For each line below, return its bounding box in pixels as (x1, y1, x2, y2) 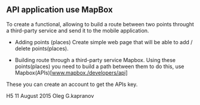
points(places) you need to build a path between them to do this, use (14, 63, 184, 70)
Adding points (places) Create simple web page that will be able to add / (14, 38, 193, 45)
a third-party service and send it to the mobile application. (6, 27, 149, 34)
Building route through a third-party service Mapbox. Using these (14, 56, 176, 63)
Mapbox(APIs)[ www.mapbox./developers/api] (14, 69, 128, 76)
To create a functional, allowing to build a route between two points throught (6, 20, 194, 27)
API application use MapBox (6, 5, 113, 15)
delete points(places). (14, 45, 69, 52)
